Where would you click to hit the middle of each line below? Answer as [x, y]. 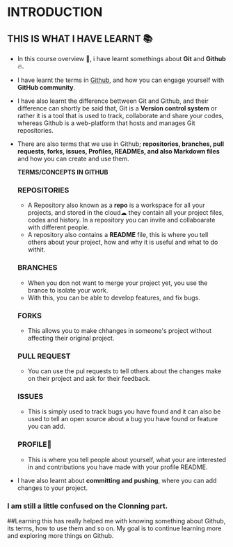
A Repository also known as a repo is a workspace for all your [116, 205]
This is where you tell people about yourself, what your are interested [127, 459]
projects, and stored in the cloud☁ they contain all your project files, [126, 213]
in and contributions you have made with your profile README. [118, 467]
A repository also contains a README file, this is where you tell [118, 235]
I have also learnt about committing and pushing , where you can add [117, 480]
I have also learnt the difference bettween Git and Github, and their [113, 101]
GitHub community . [46, 87]
